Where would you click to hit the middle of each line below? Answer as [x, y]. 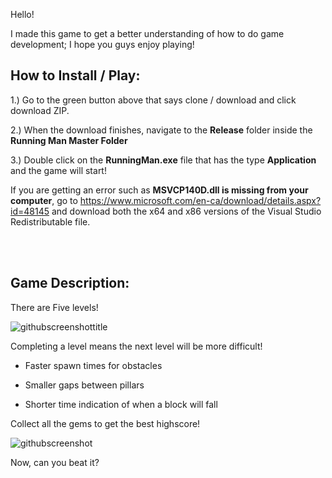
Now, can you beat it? [55, 462]
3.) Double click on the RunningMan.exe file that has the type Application [163, 160]
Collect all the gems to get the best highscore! [105, 423]
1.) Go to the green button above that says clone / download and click [153, 100]
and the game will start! [58, 170]
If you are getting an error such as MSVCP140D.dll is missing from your [159, 190]
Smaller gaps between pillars [84, 385]
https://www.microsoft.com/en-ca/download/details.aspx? [200, 200]
